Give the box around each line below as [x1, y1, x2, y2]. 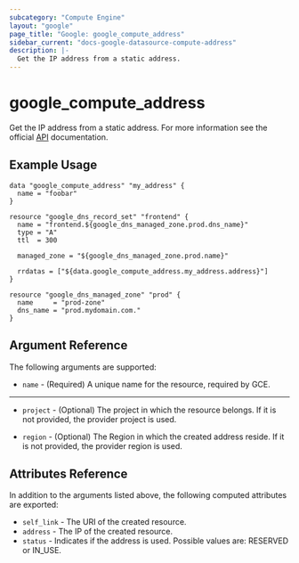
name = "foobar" [17, 189, 77, 198]
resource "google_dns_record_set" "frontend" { [9, 212, 190, 221]
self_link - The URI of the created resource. [21, 517, 187, 527]
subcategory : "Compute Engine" [9, 12, 125, 22]
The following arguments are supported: [9, 362, 158, 372]
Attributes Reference [9, 466, 128, 481]
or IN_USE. [21, 545, 62, 556]
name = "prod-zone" [17, 298, 105, 307]
